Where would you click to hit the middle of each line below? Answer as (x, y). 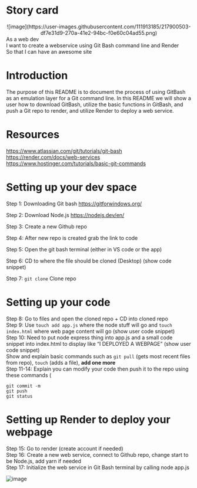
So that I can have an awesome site (49, 51)
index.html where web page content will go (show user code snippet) (91, 331)
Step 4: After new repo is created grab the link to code (72, 238)
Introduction (37, 76)
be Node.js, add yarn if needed (44, 461)
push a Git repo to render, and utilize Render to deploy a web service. (90, 110)
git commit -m (24, 386)
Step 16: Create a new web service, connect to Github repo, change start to (97, 454)
